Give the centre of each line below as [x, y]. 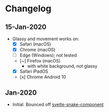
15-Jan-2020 [26, 27]
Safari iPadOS [34, 71]
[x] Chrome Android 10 [43, 77]
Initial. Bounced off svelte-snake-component [58, 105]
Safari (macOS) [35, 44]
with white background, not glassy [62, 66]
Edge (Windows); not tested [48, 56]
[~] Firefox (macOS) [40, 61]
